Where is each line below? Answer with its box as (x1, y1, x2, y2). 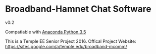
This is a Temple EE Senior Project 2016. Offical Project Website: (5, 38, 136, 44)
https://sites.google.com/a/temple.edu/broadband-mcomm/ (5, 43, 127, 49)
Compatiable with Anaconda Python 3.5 (5, 29, 86, 35)
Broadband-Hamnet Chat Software (5, 3, 152, 15)
